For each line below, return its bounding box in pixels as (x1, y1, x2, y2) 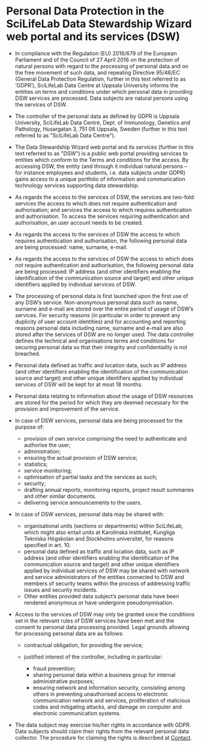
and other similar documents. (23, 492, 97, 500)
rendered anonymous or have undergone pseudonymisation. (23, 599, 174, 606)
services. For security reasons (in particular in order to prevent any (14, 311, 181, 318)
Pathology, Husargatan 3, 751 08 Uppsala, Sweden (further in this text (14, 125, 188, 132)
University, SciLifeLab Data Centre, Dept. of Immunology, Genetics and (14, 119, 191, 126)
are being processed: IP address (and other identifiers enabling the (14, 268, 181, 275)
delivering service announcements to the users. (23, 498, 142, 506)
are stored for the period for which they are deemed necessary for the (14, 398, 189, 406)
